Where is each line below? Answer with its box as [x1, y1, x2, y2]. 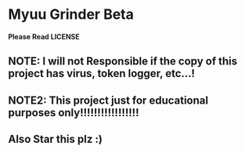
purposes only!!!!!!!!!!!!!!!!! [8, 106, 139, 119]
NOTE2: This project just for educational [8, 93, 209, 107]
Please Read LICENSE [8, 31, 80, 41]
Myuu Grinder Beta [8, 5, 135, 24]
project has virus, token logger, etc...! [8, 67, 196, 80]
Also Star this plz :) [8, 132, 103, 146]
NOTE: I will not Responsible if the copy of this [8, 55, 238, 68]
